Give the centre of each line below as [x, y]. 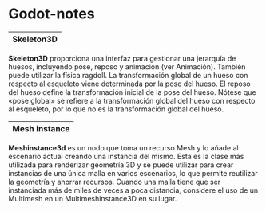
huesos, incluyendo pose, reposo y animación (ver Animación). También [127, 66]
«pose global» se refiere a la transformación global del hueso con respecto [132, 100]
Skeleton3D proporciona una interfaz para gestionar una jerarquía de [122, 58]
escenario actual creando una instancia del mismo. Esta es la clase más [126, 156]
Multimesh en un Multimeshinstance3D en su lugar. [93, 198]
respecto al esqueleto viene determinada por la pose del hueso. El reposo [130, 84]
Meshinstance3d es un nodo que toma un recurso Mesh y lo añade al [123, 147]
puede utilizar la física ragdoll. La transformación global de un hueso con [128, 75]
